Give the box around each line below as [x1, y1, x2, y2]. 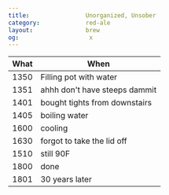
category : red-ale [8, 19, 111, 27]
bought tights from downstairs [40, 97, 152, 109]
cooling [40, 123, 68, 134]
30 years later [40, 174, 92, 185]
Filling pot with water [40, 72, 118, 83]
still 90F [40, 149, 71, 160]
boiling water [40, 110, 89, 121]
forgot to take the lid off [40, 135, 127, 146]
